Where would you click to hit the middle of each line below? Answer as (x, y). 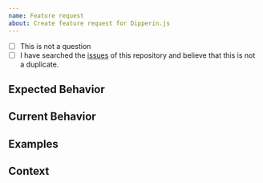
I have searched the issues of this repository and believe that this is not (138, 55)
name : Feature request (46, 16)
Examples (33, 144)
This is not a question (55, 46)
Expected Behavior (57, 89)
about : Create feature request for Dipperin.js (89, 23)
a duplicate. (39, 64)
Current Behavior (52, 117)
